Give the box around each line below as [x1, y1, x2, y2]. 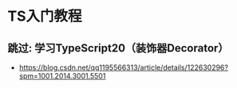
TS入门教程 [7, 7, 82, 25]
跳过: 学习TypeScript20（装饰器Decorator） [7, 41, 229, 55]
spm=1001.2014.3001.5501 [18, 71, 106, 80]
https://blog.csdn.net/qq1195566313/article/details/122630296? [18, 63, 229, 72]
